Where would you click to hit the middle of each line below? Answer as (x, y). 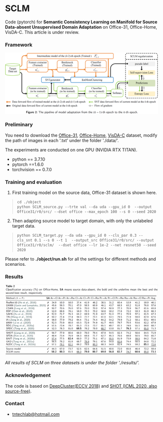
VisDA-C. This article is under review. (42, 32)
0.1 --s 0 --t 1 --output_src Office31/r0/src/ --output (94, 241)
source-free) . (18, 391)
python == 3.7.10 (28, 159)
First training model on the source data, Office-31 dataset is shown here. (84, 193)
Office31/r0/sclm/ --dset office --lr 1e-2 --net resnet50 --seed (86, 245)
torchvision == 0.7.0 (32, 169)
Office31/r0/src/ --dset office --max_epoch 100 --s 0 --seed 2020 (86, 212)
